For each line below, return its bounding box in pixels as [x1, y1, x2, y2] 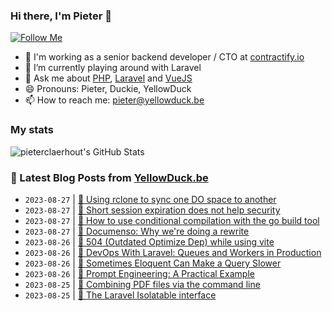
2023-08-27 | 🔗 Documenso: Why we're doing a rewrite [24, 225, 250, 237]
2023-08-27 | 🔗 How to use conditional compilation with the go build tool [24, 214, 320, 226]
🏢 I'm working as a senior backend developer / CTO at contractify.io [24, 51, 305, 63]
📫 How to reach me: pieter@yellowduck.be [24, 94, 205, 106]
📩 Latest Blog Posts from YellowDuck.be [10, 170, 209, 184]
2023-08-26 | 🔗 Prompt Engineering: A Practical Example [24, 267, 255, 279]
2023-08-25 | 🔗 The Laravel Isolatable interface [24, 289, 217, 301]
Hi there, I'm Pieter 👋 [10, 9, 112, 23]
